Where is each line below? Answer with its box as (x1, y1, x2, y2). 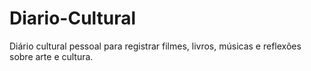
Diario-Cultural (9, 7, 137, 30)
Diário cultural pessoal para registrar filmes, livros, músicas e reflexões (9, 40, 302, 52)
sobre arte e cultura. (9, 50, 94, 62)
